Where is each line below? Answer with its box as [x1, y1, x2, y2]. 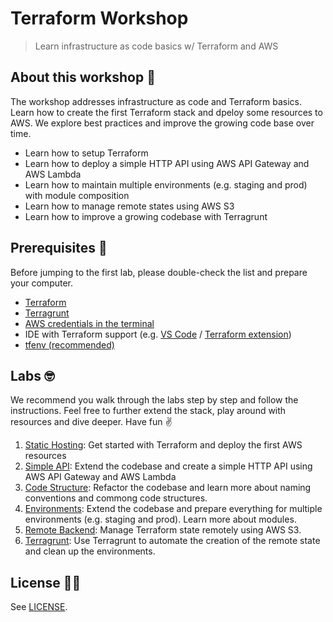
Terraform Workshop [10, 7, 189, 30]
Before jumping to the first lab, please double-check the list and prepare [10, 266, 308, 278]
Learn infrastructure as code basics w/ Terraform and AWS [34, 40, 279, 52]
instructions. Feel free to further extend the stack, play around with [10, 405, 287, 417]
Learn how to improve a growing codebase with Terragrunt [24, 210, 268, 222]
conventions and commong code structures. [24, 492, 208, 504]
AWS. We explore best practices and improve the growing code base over [10, 117, 315, 129]
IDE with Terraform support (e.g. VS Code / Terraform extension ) [24, 328, 292, 340]
